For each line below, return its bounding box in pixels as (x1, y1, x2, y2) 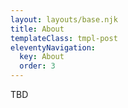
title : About (10, 24, 65, 34)
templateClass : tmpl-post (10, 33, 118, 43)
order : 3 (19, 61, 56, 71)
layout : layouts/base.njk (10, 14, 118, 25)
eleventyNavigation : (10, 42, 97, 53)
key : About (19, 52, 65, 62)
